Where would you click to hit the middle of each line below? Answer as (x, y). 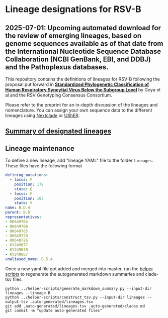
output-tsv (17, 302)
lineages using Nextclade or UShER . (43, 116)
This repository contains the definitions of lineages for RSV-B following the (82, 79)
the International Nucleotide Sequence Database (83, 51)
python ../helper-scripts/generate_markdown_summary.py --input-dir (78, 288)
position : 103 (29, 198)
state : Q (23, 189)
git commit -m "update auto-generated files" (54, 310)
